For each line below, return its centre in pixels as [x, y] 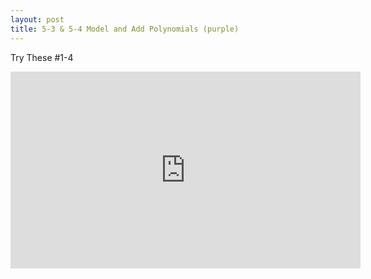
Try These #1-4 [42, 57]
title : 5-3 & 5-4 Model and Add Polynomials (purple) [125, 29]
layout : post [37, 19]
